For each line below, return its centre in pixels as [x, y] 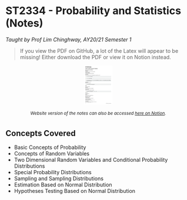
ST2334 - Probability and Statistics [93, 11]
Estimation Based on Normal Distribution [63, 185]
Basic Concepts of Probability [50, 147]
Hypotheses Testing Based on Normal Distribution [75, 191]
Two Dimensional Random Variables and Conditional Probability [91, 160]
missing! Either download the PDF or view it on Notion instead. [95, 57]
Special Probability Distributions [53, 172]
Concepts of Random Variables [51, 154]
